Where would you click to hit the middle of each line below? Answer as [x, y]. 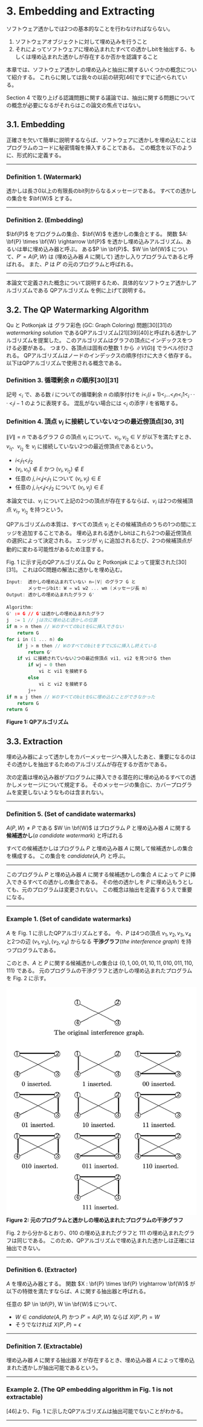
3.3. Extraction [35, 741]
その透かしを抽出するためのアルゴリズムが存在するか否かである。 [88, 764]
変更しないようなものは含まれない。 [62, 792]
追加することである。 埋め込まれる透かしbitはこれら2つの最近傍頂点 [107, 533]
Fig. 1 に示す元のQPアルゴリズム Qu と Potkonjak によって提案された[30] [97, 562]
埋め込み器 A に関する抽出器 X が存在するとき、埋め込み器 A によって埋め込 [101, 1360]
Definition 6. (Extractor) [42, 1270]
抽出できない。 [25, 1248]
